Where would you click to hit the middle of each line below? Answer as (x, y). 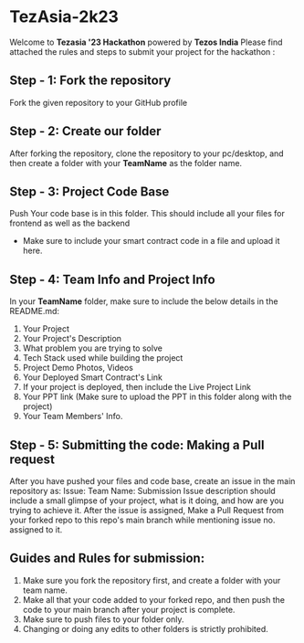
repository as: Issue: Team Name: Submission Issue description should (142, 491)
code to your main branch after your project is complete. (129, 609)
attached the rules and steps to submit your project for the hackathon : (142, 51)
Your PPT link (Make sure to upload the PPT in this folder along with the (157, 397)
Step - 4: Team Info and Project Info (113, 279)
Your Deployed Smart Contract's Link (92, 377)
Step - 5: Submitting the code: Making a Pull (137, 445)
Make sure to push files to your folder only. (103, 619)
